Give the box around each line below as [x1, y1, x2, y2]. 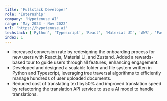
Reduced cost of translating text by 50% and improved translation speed [12, 80, 162, 86]
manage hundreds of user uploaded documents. [12, 75, 112, 81]
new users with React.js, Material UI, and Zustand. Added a [12, 54, 134, 60]
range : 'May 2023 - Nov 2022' [5, 21, 68, 26]
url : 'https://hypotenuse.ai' [5, 26, 68, 31]
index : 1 [5, 35, 23, 40]
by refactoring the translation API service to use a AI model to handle [12, 86, 154, 92]
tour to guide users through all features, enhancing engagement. [26, 59, 159, 65]
